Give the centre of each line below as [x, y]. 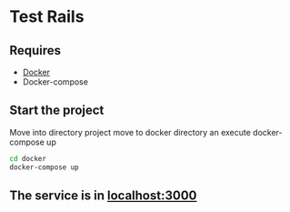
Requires [35, 50]
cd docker [28, 158]
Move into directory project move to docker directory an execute [130, 132]
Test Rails [47, 17]
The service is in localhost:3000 [103, 195]
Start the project [57, 111]
